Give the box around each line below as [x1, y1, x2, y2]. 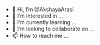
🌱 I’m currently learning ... [12, 19, 77, 26]
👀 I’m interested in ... [12, 12, 64, 19]
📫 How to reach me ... [12, 32, 68, 39]
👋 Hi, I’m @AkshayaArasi [12, 6, 74, 13]
